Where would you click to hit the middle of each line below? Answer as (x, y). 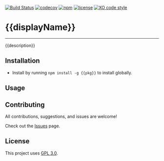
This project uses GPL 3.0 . (32, 153)
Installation (22, 61)
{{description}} (20, 45)
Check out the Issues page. (33, 126)
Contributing (25, 104)
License (17, 141)
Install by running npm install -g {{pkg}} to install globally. (72, 72)
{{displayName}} (40, 27)
